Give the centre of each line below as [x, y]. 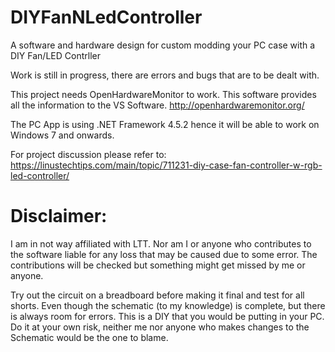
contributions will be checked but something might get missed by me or [158, 265]
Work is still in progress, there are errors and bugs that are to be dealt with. [165, 75]
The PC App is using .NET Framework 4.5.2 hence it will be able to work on [165, 124]
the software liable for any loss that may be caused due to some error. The [164, 254]
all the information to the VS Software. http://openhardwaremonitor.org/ [157, 105]
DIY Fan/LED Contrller [55, 55]
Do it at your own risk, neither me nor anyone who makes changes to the [160, 327]
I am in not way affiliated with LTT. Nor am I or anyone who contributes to [161, 243]
